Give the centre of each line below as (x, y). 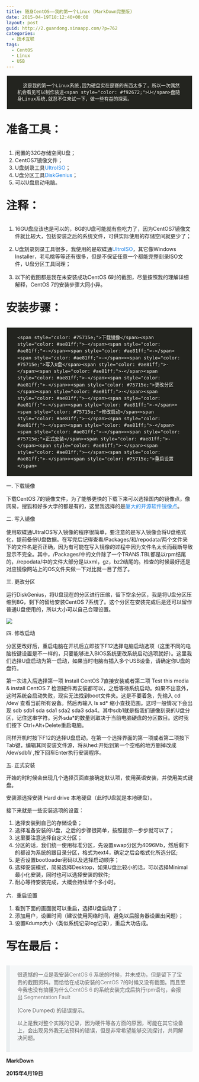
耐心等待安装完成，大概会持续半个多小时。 (67, 882)
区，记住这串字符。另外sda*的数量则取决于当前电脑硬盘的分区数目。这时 (95, 718)
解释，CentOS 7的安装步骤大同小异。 (60, 284)
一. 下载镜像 (21, 485)
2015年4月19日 (25, 1073)
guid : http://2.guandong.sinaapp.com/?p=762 (62, 28)
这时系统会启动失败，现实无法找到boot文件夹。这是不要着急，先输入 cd (93, 695)
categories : (21, 34)
